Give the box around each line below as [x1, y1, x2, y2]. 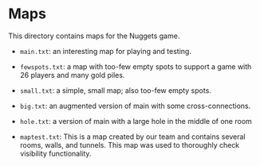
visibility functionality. [19, 149, 92, 158]
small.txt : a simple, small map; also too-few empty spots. [19, 85, 211, 95]
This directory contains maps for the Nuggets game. [8, 31, 180, 41]
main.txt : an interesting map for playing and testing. [19, 46, 191, 56]
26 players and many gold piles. [19, 70, 125, 79]
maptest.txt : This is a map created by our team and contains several [19, 132, 246, 141]
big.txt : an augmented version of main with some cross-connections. [19, 101, 251, 110]
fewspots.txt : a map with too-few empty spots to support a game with [19, 61, 252, 71]
